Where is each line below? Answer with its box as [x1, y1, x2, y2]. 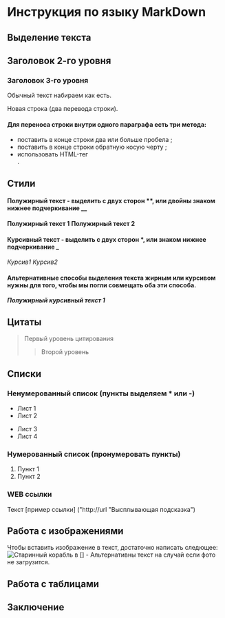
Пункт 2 [17, 473, 41, 481]
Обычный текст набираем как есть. [7, 91, 112, 100]
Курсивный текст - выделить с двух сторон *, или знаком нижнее [7, 235, 206, 243]
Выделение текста [7, 32, 92, 43]
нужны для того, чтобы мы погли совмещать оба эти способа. [7, 280, 197, 289]
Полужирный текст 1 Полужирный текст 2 [7, 220, 136, 228]
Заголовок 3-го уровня [7, 75, 89, 85]
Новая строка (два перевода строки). [7, 105, 118, 113]
